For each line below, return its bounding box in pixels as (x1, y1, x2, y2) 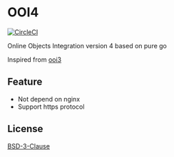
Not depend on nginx (17, 94, 81, 103)
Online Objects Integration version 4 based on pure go (7, 41, 168, 50)
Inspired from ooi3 (7, 55, 62, 64)
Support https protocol (17, 102, 85, 111)
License (7, 123, 43, 135)
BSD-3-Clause (7, 141, 50, 150)
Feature (7, 76, 43, 88)
